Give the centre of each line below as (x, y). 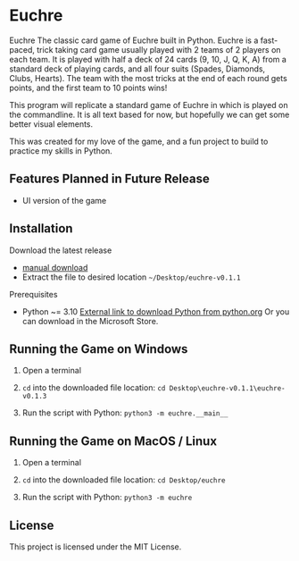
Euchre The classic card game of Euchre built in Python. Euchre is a (134, 40)
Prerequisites (33, 294)
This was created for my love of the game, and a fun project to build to (139, 141)
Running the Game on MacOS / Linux (113, 441)
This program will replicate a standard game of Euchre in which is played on (149, 105)
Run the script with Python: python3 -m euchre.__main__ (125, 413)
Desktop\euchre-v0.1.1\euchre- (227, 389)
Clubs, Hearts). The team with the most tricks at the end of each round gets (148, 78)
